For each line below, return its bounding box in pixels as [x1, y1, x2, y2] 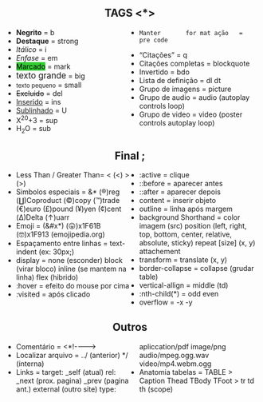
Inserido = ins [15, 97, 61, 106]
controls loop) [139, 101, 185, 110]
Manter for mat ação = [139, 29, 243, 37]
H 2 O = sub [15, 124, 52, 135]
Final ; [114, 149, 146, 162]
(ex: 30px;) [38, 247, 75, 257]
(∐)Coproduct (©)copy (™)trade [15, 196, 120, 205]
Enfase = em [15, 53, 58, 62]
